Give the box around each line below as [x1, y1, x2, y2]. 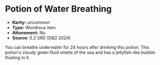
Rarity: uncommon [12, 19, 50, 25]
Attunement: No [12, 30, 46, 35]
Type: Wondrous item [12, 24, 56, 30]
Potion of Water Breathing [5, 3, 112, 15]
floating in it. [5, 54, 30, 60]
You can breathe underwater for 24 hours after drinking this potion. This [5, 44, 150, 50]
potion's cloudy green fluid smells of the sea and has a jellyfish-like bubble [5, 49, 156, 55]
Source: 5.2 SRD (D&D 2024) [12, 35, 71, 41]
